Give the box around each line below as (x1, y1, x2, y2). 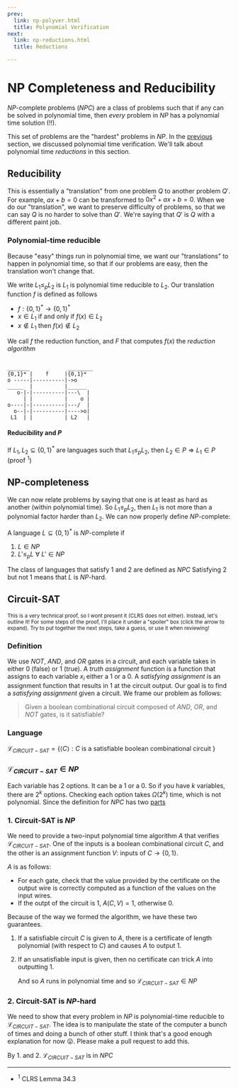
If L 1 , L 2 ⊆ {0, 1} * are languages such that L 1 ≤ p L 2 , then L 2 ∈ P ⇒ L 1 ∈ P (7, 444, 216, 456)
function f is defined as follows (7, 290, 98, 298)
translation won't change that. (7, 266, 95, 275)
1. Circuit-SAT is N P (7, 816, 76, 825)
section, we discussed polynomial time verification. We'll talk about (7, 140, 203, 148)
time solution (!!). (7, 118, 57, 127)
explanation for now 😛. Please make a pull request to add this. (7, 1037, 190, 1046)
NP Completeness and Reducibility (7, 80, 216, 96)
